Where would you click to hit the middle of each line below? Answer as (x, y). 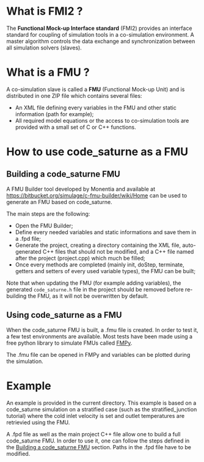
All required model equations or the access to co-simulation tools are (102, 120)
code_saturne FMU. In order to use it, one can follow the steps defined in (98, 441)
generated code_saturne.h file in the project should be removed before (95, 289)
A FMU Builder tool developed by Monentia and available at (81, 189)
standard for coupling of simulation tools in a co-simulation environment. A (100, 34)
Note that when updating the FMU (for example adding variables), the (94, 283)
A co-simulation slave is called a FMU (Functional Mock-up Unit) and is (96, 89)
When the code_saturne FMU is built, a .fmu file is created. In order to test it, (102, 330)
